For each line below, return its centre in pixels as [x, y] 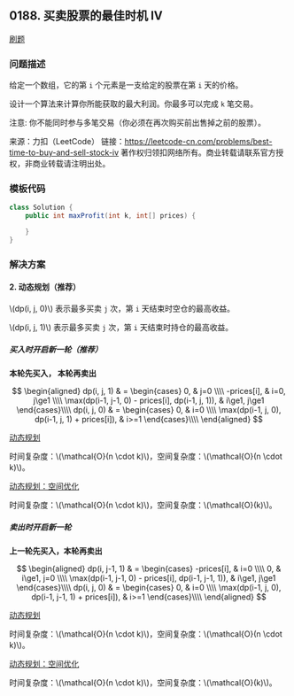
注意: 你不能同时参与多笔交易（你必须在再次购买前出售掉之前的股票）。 [137, 123]
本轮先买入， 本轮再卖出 [53, 373]
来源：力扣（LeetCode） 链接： [67, 142]
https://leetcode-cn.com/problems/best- [198, 142]
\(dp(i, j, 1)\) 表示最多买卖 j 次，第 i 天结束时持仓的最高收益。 [121, 328]
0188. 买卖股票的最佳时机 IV [86, 16]
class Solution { [41, 208]
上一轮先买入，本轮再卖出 [56, 551]
